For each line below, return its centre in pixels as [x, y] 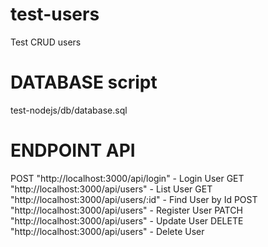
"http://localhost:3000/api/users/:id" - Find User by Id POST [134, 199]
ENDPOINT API [73, 150]
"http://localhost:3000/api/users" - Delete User [107, 231]
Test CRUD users [46, 42]
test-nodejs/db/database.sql [69, 110]
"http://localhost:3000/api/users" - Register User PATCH [126, 210]
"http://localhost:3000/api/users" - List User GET [111, 189]
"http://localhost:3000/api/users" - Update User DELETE [127, 220]
